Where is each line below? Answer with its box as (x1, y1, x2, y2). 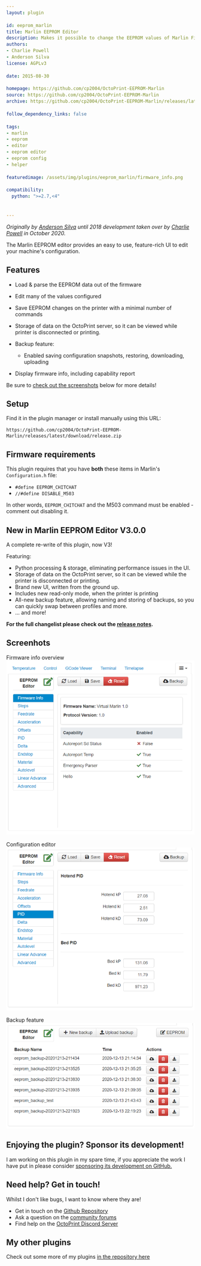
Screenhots (6, 638, 51, 648)
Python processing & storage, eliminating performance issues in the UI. (14, 564, 191, 571)
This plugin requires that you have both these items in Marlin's (6, 465, 160, 472)
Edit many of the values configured (14, 292, 102, 300)
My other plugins (6, 1237, 71, 1247)
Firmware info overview (6, 654, 65, 661)
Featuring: (6, 553, 32, 559)
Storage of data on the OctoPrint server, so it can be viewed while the (14, 571, 187, 577)
